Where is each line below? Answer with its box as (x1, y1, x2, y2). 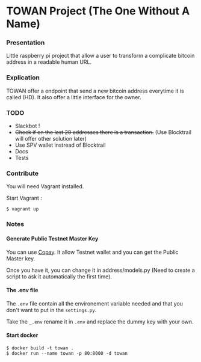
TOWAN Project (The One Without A (6, 4, 190, 18)
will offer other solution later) (14, 135, 87, 143)
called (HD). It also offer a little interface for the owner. (6, 93, 141, 100)
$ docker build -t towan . (6, 345, 74, 351)
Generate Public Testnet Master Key (6, 235, 99, 242)
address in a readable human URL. (6, 58, 92, 66)
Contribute (6, 170, 39, 177)
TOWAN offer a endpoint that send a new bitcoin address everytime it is (6, 87, 185, 94)
